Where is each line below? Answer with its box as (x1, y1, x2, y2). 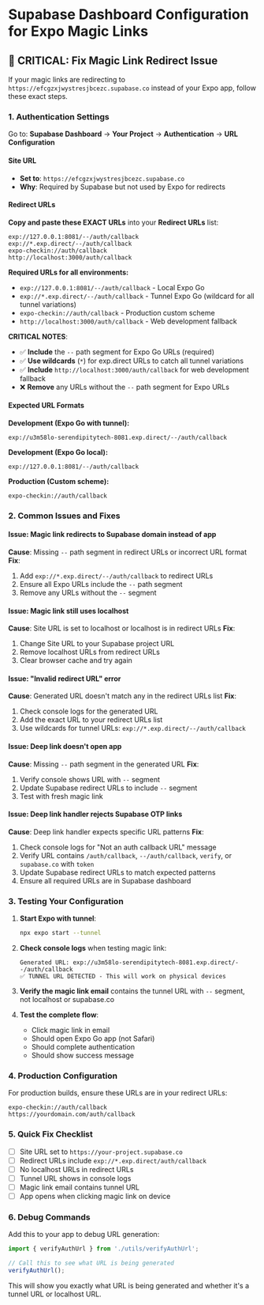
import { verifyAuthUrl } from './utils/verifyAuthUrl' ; (8, 1245, 199, 1253)
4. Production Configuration (8, 1070, 118, 1081)
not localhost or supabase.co (19, 995, 115, 1004)
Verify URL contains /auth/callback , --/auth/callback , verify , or (19, 850, 232, 860)
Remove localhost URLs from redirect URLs (19, 647, 160, 657)
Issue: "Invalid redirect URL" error (8, 674, 121, 683)
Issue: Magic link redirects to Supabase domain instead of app (8, 530, 217, 539)
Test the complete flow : (19, 1010, 99, 1019)
